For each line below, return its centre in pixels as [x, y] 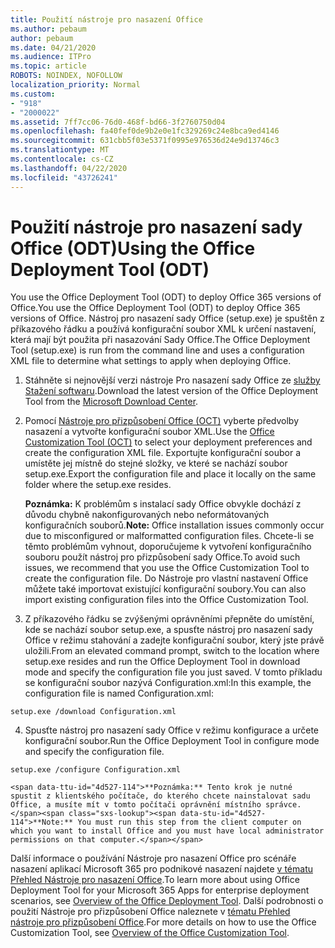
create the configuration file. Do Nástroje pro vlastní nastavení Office [166, 578]
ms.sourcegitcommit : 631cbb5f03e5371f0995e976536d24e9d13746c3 [145, 141]
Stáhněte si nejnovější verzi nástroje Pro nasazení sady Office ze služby [172, 380]
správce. [283, 805]
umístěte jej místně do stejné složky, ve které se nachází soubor [156, 463]
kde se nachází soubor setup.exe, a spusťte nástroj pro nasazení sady [168, 630]
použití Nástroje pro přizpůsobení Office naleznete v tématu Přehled [150, 912]
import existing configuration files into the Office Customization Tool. [166, 600]
